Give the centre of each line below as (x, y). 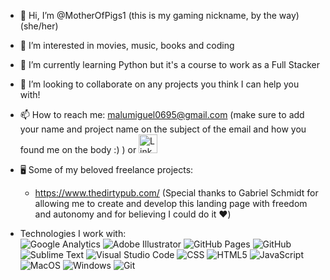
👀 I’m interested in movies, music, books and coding (127, 45)
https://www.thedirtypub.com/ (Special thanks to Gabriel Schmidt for (176, 193)
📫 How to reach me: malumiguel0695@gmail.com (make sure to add (162, 114)
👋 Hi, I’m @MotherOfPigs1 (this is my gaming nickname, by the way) (159, 15)
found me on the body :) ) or (78, 149)
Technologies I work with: (73, 233)
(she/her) (39, 26)
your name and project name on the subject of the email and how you (163, 129)
